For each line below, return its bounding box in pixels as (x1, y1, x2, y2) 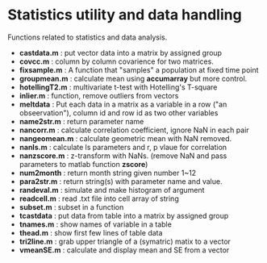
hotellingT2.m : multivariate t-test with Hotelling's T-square (19, 82, 218, 92)
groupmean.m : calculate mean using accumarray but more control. (19, 73, 248, 83)
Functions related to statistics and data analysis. (7, 32, 168, 42)
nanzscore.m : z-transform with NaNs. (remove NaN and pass (19, 151, 227, 161)
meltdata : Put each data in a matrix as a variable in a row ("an (19, 99, 227, 109)
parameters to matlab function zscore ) (19, 159, 148, 169)
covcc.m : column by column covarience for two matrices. (19, 56, 215, 66)
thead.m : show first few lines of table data (19, 228, 163, 237)
